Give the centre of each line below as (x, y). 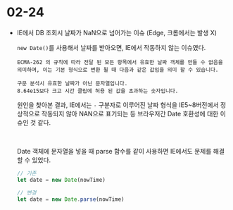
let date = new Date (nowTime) (61, 180)
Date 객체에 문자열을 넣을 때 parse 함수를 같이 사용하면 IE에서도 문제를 (114, 151)
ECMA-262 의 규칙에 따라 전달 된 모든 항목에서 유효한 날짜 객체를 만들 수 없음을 (120, 62)
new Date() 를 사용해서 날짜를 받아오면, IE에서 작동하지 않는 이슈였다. (111, 47)
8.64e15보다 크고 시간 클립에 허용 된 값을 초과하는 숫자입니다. (97, 91)
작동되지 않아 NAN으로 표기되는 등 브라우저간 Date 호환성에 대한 (130, 113)
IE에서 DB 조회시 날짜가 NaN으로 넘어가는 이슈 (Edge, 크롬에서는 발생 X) (117, 32)
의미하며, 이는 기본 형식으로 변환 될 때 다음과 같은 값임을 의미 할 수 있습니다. (118, 70)
